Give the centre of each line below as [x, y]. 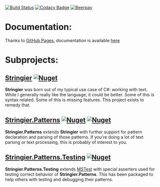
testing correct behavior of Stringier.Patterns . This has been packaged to [79, 174]
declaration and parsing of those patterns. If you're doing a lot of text [74, 137]
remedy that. [18, 105]
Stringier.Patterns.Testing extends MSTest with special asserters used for [80, 169]
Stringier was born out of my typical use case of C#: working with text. [76, 89]
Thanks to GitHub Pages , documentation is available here [62, 40]
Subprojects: [32, 60]
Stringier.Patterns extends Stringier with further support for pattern [74, 132]
